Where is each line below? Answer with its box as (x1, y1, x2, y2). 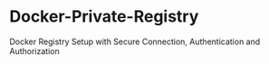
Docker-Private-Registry (9, 6, 199, 27)
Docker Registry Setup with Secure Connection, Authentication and (9, 36, 261, 47)
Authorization (9, 45, 61, 56)
